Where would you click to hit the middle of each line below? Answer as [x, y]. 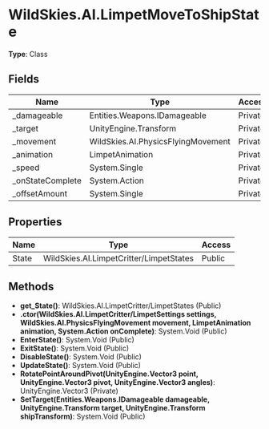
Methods [31, 286]
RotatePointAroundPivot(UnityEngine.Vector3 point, [109, 374]
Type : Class [28, 54]
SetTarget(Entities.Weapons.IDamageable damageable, [114, 399]
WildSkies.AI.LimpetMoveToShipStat [134, 15]
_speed [26, 168]
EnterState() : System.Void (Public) [77, 340]
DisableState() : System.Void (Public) [81, 357]
